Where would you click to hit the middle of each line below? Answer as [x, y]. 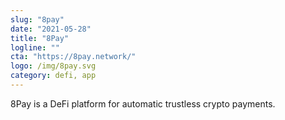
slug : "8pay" [37, 19]
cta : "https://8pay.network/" [73, 57]
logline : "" [35, 47]
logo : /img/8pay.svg [53, 66]
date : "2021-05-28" [51, 29]
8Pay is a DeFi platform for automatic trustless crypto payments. [143, 103]
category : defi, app [53, 76]
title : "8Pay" [40, 38]
